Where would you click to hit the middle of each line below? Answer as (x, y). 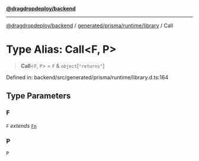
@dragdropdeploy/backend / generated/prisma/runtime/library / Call (90, 25)
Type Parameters (38, 96)
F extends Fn (21, 125)
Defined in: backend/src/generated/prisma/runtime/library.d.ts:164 (87, 77)
